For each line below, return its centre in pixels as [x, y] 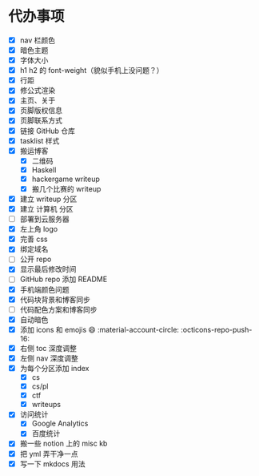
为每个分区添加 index [54, 368]
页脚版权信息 [41, 111]
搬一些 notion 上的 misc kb [64, 444]
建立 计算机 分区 [46, 209]
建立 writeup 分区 [48, 199]
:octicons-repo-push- [217, 329]
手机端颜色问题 [44, 289]
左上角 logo [39, 229]
